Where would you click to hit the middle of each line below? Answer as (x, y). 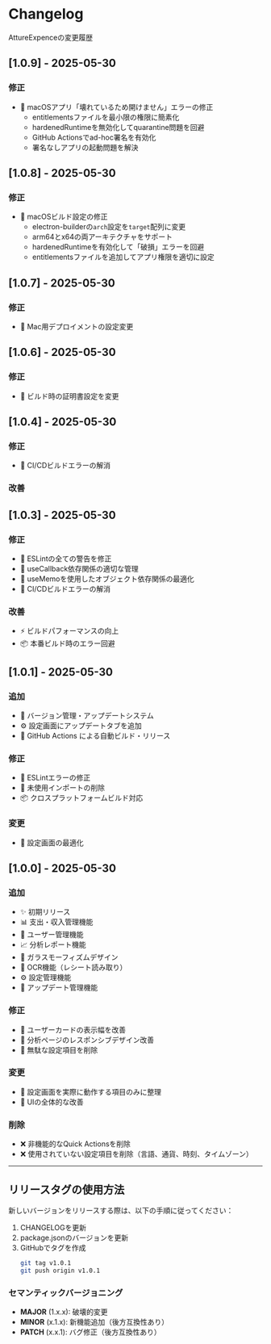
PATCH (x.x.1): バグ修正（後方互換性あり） (90, 1332)
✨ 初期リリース (45, 912)
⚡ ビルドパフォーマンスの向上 (69, 631)
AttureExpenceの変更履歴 (51, 37)
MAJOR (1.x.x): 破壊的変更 (64, 1312)
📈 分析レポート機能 (53, 944)
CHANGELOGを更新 (53, 1227)
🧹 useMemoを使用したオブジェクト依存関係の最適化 (107, 579)
